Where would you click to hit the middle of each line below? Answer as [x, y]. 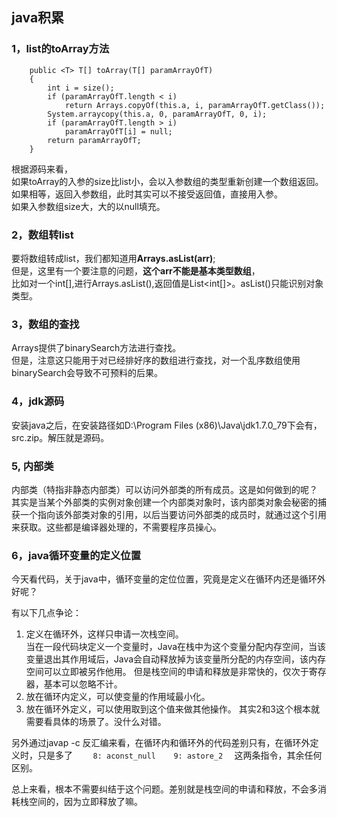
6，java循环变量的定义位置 [76, 555]
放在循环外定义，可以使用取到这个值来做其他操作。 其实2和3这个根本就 [172, 709]
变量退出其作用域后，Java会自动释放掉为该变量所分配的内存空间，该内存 [176, 659]
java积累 [38, 18]
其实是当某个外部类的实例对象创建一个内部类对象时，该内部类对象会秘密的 [164, 502]
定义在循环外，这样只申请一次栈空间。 [104, 634]
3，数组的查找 [45, 324]
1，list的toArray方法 [60, 49]
